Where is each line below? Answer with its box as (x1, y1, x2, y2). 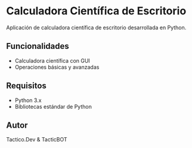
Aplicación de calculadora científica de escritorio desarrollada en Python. (6, 24, 187, 31)
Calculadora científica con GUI (14, 57, 91, 64)
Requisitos (6, 81, 47, 91)
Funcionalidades (6, 41, 70, 51)
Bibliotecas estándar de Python (14, 103, 92, 110)
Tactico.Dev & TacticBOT (6, 136, 67, 143)
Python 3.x (14, 97, 42, 104)
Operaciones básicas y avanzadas (14, 63, 100, 70)
